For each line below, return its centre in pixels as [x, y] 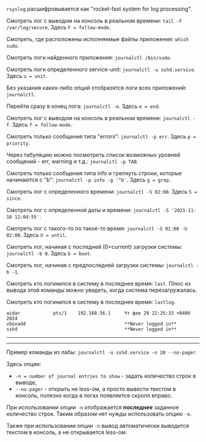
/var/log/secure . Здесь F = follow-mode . [59, 27]
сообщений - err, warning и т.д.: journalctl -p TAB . [72, 161]
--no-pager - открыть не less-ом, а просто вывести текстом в [95, 389]
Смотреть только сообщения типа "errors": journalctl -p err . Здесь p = [101, 136]
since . [14, 198]
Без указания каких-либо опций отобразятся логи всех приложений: [97, 88]
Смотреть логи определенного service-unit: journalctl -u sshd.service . [101, 69]
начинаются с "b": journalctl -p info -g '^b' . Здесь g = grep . [89, 180]
